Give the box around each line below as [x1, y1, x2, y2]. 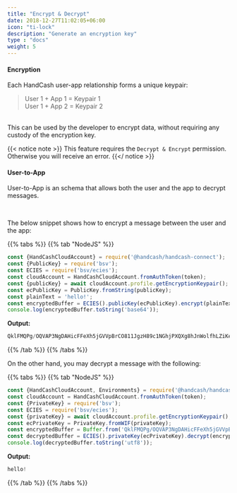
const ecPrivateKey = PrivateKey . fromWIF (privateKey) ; [7, 419, 172, 427]
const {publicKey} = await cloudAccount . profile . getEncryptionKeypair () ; [7, 280, 229, 287]
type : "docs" [7, 37, 49, 44]
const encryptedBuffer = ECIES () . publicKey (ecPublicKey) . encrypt [7, 300, 203, 307]
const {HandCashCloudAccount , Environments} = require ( [7, 387, 175, 394]
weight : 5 [7, 43, 37, 50]
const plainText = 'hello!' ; [7, 293, 93, 301]
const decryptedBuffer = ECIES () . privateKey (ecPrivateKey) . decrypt [7, 433, 210, 440]
